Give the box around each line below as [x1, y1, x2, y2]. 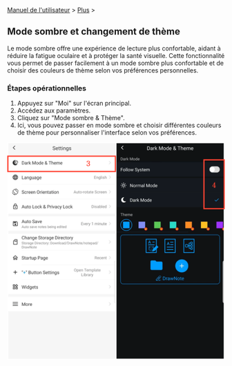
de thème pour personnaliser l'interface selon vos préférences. [17, 128, 197, 137]
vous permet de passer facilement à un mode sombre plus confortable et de [7, 59, 224, 67]
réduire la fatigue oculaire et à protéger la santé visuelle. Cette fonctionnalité [7, 51, 225, 59]
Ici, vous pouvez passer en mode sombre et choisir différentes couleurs [17, 121, 222, 130]
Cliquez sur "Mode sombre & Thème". [17, 114, 126, 122]
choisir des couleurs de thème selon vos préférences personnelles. [7, 66, 199, 75]
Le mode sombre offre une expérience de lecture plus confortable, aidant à [7, 44, 221, 52]
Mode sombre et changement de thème [7, 26, 181, 37]
